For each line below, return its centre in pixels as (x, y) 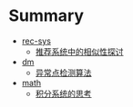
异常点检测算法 (63, 73)
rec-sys (36, 41)
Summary (46, 16)
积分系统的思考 (63, 93)
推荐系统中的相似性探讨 (79, 52)
